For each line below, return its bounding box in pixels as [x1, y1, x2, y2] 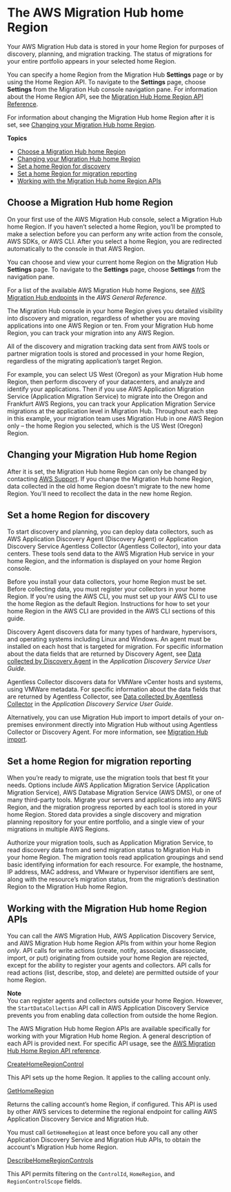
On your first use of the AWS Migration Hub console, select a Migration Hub [7, 215, 223, 223]
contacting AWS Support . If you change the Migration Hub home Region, [7, 475, 214, 483]
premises [7, 721, 34, 729]
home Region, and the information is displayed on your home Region [7, 557, 201, 565]
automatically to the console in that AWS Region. [7, 244, 145, 253]
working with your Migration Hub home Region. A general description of [7, 1032, 212, 1040]
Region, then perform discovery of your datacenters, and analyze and [7, 377, 205, 386]
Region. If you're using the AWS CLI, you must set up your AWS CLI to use [7, 592, 218, 600]
